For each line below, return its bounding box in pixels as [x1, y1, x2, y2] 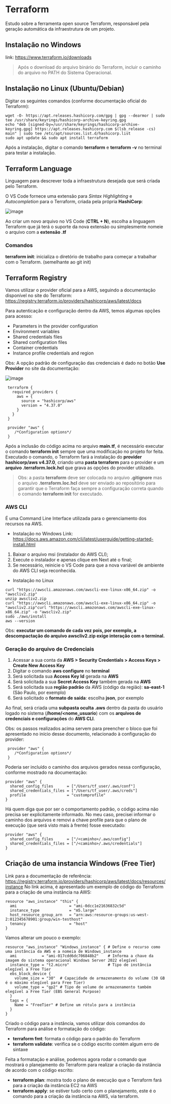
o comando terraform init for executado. [17, 491, 103, 497]
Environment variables [12, 329, 60, 335]
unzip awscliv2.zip [5, 596, 47, 601]
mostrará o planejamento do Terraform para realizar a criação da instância [5, 1061, 161, 1068]
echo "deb [5, 122, 26, 127]
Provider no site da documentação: [5, 365, 80, 371]
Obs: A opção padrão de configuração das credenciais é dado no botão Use [5, 360, 165, 366]
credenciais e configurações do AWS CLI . [5, 716, 95, 722]
